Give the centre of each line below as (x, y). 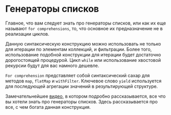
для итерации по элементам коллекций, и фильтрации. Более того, (79, 49)
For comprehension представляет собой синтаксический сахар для (78, 75)
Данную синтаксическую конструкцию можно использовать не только (83, 43)
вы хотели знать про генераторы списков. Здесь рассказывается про (82, 101)
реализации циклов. (27, 34)
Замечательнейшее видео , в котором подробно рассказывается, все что (86, 96)
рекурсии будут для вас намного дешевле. (52, 65)
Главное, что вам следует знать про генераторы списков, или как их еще (86, 23)
